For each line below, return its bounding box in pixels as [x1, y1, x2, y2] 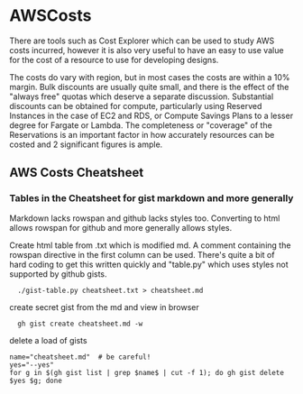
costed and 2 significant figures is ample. [9, 139, 163, 150]
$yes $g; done [9, 376, 63, 385]
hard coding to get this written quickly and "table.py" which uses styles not [9, 259, 289, 270]
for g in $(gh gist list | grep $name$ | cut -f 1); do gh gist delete [9, 368, 284, 377]
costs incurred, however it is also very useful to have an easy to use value [9, 44, 284, 55]
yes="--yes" [9, 360, 54, 370]
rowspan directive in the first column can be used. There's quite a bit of [9, 249, 275, 260]
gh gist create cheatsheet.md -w [17, 319, 143, 328]
